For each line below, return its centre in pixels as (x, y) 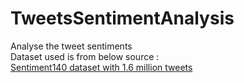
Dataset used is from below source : (85, 56)
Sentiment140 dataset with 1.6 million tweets (101, 67)
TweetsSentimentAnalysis (122, 18)
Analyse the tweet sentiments (71, 46)
